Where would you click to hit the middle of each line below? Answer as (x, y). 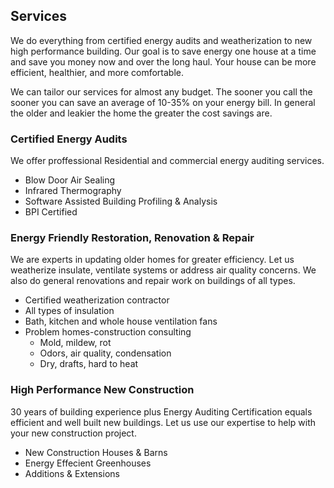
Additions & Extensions (72, 473)
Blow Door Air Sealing (70, 180)
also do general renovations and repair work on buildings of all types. (153, 281)
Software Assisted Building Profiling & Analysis (121, 201)
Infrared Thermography (73, 191)
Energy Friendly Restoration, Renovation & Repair (132, 238)
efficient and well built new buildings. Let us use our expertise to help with (163, 422)
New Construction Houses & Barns (96, 452)
